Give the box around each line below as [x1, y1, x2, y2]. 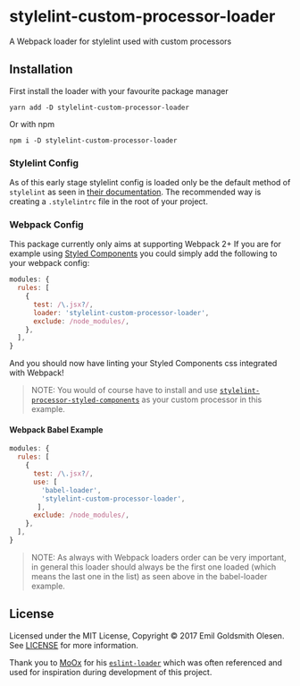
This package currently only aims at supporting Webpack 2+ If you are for [9, 239, 281, 250]
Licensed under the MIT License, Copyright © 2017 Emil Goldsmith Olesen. [9, 630, 285, 641]
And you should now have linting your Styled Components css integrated [9, 358, 278, 369]
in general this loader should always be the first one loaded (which [30, 562, 277, 572]
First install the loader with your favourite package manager [9, 85, 229, 96]
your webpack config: [9, 258, 90, 269]
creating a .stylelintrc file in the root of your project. [9, 196, 208, 207]
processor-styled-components [30, 396, 140, 405]
